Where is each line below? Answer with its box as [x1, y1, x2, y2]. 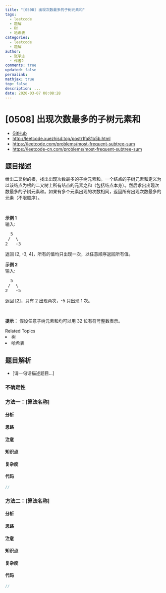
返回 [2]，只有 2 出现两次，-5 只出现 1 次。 [5, 298, 93, 304]
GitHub [12, 130, 27, 136]
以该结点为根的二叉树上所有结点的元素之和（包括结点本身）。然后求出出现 [5, 182, 155, 188]
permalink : [5, 72, 28, 77]
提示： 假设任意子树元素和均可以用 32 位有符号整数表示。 [5, 318, 123, 324]
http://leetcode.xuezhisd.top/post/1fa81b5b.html [12, 135, 111, 142]
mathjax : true [5, 77, 35, 82]
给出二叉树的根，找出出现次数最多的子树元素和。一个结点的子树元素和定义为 [5, 176, 162, 182]
